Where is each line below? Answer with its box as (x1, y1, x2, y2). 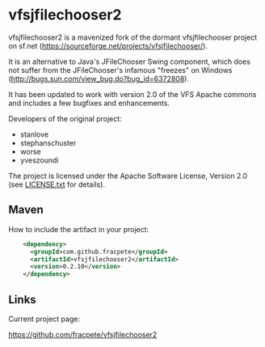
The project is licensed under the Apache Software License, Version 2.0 (8, 171, 248, 180)
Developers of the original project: (8, 113, 123, 123)
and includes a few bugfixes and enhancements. (8, 98, 170, 108)
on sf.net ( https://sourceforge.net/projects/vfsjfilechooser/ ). (8, 40, 208, 50)
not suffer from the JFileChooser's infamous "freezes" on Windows (8, 65, 233, 74)
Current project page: (8, 314, 81, 324)
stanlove (19, 129, 49, 139)
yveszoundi (19, 155, 59, 165)
